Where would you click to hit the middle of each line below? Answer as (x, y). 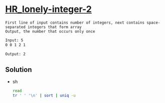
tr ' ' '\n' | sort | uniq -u (44, 96)
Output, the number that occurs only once (50, 31)
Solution (19, 70)
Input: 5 (14, 40)
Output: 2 (16, 54)
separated (16, 27)
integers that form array (54, 27)
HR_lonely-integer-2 (48, 9)
